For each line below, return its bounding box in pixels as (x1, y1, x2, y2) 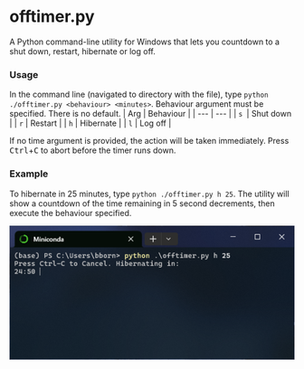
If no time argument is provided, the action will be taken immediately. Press (9, 136, 290, 147)
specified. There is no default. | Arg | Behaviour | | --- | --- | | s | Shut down (9, 109, 292, 119)
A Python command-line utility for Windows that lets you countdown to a (9, 36, 280, 47)
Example (9, 167, 49, 180)
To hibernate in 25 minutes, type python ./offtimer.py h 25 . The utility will (9, 188, 290, 199)
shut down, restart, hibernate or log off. (9, 45, 156, 56)
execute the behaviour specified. (9, 207, 132, 218)
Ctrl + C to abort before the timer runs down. (9, 145, 176, 156)
